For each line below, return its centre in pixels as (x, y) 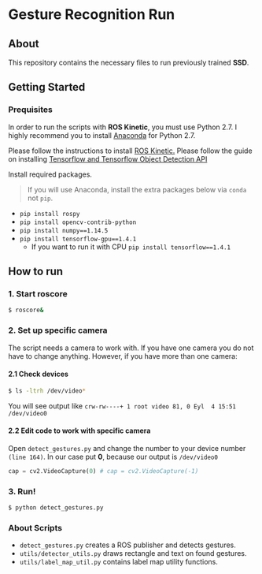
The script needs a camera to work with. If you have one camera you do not (131, 348)
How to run (36, 272)
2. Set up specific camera (58, 330)
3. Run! (22, 491)
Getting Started (47, 87)
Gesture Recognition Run (92, 15)
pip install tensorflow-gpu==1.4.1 (78, 239)
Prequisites (30, 110)
